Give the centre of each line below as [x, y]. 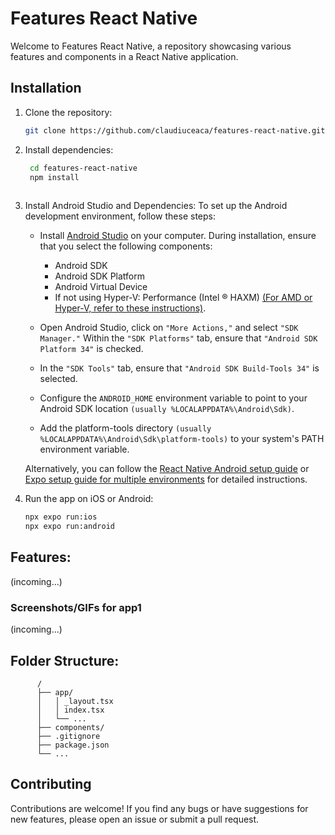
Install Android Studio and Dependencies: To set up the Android [156, 206]
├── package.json [73, 745]
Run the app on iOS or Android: [89, 499]
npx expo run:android [69, 527]
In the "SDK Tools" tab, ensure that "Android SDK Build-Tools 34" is [179, 368]
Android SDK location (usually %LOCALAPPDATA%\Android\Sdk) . [167, 409]
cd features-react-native [83, 168]
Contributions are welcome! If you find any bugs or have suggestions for [159, 808]
